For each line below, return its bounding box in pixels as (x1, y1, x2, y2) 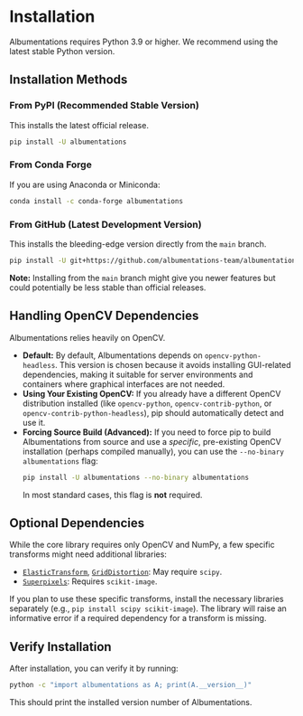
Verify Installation (9, 639, 112, 655)
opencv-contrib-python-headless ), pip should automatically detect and (22, 407, 284, 418)
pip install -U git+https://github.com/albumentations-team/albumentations (9, 256, 300, 265)
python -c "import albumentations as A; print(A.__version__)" (9, 681, 252, 690)
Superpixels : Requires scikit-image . (22, 576, 158, 587)
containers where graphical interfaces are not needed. (22, 378, 225, 390)
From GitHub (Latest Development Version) (9, 218, 202, 231)
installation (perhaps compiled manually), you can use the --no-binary (22, 446, 284, 457)
